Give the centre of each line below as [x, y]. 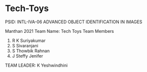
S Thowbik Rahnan [31, 51]
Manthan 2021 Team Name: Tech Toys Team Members [59, 31]
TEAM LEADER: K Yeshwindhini [36, 65]
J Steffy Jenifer [27, 56]
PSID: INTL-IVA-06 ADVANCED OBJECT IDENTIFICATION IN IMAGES [73, 22]
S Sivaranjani [25, 45]
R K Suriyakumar [29, 40]
